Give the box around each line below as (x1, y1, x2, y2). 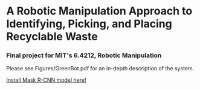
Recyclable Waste (6, 30, 98, 43)
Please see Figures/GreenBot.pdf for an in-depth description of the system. (6, 65, 195, 72)
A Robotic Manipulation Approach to (6, 4, 193, 18)
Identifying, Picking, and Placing (6, 17, 172, 31)
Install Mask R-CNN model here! (6, 76, 86, 84)
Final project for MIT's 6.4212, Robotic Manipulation (6, 51, 162, 60)
